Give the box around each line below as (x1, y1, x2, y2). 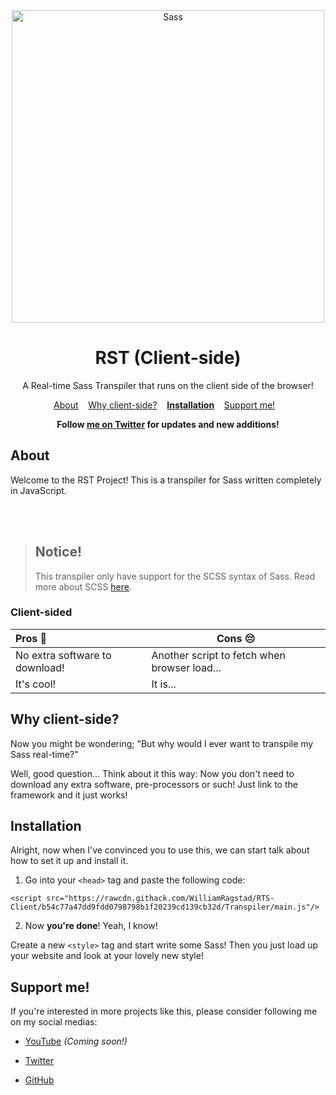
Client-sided (10, 605, 73, 619)
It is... (151, 677, 177, 691)
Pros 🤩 (15, 631, 48, 645)
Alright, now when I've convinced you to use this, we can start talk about (10, 844, 310, 856)
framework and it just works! (10, 789, 128, 801)
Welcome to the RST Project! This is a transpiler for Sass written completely (10, 474, 322, 486)
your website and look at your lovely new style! (10, 950, 204, 962)
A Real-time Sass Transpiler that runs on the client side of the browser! (22, 379, 314, 391)
